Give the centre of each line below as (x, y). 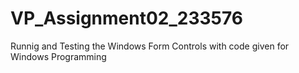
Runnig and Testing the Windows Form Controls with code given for (150, 46)
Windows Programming (58, 56)
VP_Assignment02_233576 (127, 18)
